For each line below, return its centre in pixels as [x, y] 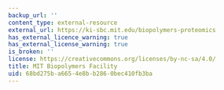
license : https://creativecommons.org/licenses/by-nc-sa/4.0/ [112, 59]
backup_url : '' [33, 15]
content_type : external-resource [63, 23]
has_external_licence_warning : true [68, 37]
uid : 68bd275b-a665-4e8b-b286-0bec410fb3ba [81, 74]
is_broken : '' [31, 52]
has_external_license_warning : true [68, 45]
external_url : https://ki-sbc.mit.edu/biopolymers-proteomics [112, 30]
